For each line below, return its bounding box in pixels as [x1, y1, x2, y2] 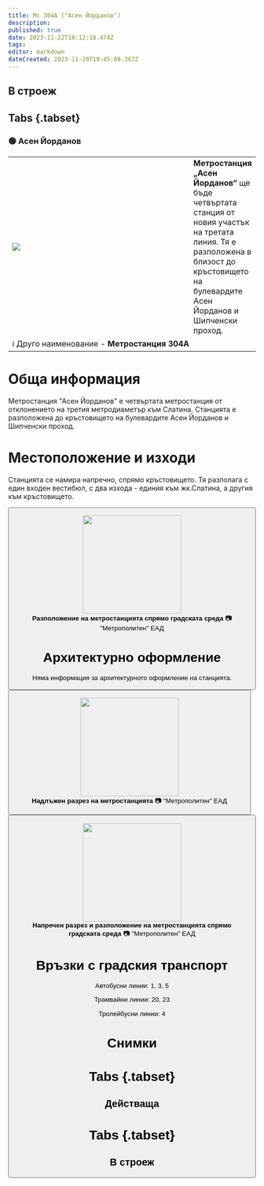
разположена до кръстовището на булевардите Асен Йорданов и [8, 412, 229, 422]
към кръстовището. [8, 491, 75, 501]
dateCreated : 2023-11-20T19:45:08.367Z [8, 56, 139, 64]
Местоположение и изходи [8, 449, 196, 467]
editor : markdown [8, 48, 65, 56]
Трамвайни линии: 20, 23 [93, 996, 170, 1004]
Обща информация [8, 371, 141, 388]
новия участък [193, 216, 250, 227]
